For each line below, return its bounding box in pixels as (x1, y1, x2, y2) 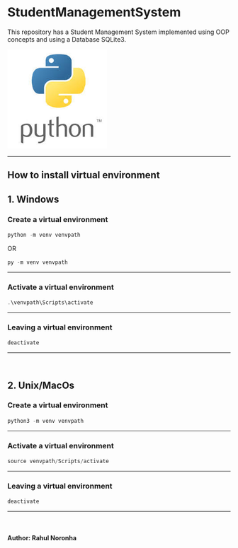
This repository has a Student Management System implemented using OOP (7, 28, 230, 36)
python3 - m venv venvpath (7, 417, 84, 424)
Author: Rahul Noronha (7, 533, 76, 542)
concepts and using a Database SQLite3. (7, 35, 126, 43)
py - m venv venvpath (7, 259, 69, 266)
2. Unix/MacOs (7, 379, 75, 391)
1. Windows (7, 193, 59, 205)
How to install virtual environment (7, 169, 161, 181)
